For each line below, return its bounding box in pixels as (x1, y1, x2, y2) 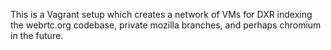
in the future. (10, 30, 64, 41)
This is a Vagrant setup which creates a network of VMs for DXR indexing (10, 9, 313, 20)
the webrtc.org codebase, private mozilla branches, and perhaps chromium (10, 19, 322, 31)
